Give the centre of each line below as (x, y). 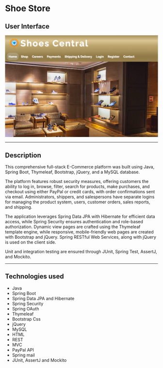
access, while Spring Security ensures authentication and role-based (74, 221)
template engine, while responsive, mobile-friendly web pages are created (79, 232)
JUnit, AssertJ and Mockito (39, 360)
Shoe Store (28, 8)
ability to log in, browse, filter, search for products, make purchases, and (77, 186)
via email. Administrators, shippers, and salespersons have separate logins (80, 197)
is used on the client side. (31, 242)
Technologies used (34, 276)
